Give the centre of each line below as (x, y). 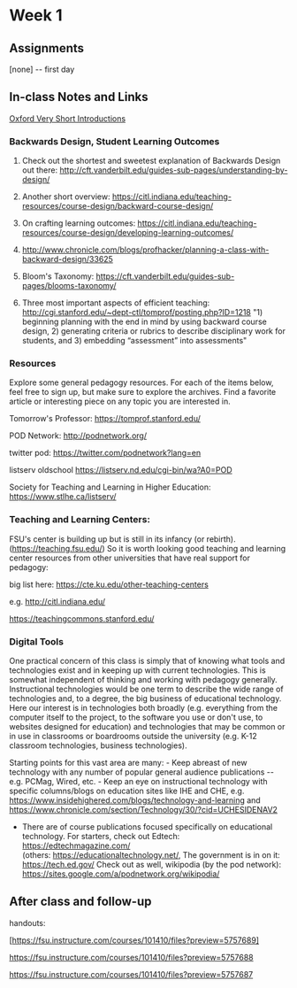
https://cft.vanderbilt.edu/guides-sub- (165, 276)
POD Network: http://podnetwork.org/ (78, 436)
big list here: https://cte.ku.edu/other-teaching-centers (109, 584)
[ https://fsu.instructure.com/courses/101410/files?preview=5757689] (134, 940)
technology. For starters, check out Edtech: (101, 836)
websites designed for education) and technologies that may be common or (147, 726)
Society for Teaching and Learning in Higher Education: (110, 487)
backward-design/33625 (67, 259)
